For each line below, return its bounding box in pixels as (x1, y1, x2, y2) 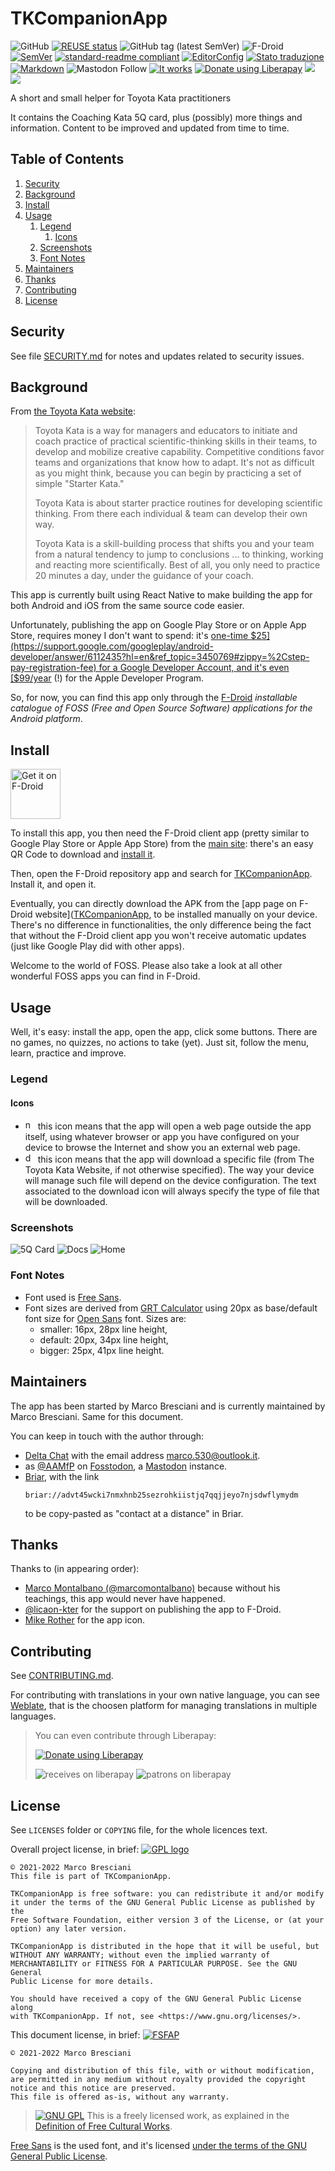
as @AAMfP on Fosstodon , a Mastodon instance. (24, 1460, 228, 1472)
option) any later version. (10, 1923, 128, 1934)
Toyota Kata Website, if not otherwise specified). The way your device (24, 1164, 315, 1176)
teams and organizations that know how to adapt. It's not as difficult (34, 457, 315, 469)
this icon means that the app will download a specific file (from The (37, 1153, 315, 1166)
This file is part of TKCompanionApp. (10, 1871, 172, 1881)
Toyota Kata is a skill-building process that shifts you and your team (34, 538, 315, 550)
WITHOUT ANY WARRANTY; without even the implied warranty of (10, 1950, 271, 1960)
